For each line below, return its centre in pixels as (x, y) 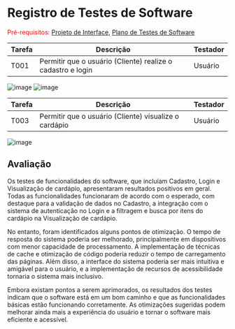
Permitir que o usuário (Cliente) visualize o (109, 116)
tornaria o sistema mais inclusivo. (55, 276)
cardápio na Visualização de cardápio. (62, 218)
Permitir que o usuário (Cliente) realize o (106, 61)
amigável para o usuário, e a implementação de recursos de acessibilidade (115, 269)
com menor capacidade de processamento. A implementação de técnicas (114, 247)
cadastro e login (66, 70)
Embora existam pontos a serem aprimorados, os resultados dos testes (110, 290)
